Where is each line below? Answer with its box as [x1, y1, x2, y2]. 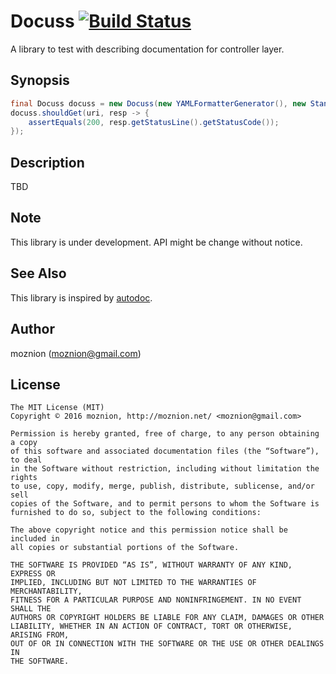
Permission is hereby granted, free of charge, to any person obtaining [10, 429, 320, 439]
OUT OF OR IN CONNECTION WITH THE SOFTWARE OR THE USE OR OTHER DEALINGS [10, 639, 325, 649]
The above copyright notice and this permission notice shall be [10, 525, 288, 535]
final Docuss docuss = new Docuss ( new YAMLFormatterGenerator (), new [10, 98, 307, 109]
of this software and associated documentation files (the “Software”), [10, 446, 320, 457]
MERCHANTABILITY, [10, 586, 83, 597]
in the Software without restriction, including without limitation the [10, 464, 320, 474]
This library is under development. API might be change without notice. [10, 236, 303, 248]
